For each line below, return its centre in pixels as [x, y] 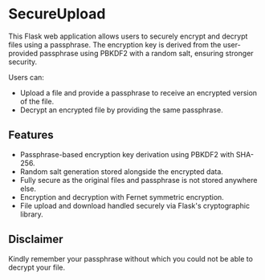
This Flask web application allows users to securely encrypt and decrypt [128, 36]
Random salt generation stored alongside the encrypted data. [121, 171]
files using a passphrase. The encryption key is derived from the [115, 44]
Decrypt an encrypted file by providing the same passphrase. [121, 110]
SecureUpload [57, 14]
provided [23, 53]
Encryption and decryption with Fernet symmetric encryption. [122, 197]
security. [23, 62]
